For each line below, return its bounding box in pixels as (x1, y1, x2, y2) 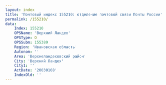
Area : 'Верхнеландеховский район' (14, 53, 86, 59)
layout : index (5, 7, 35, 12)
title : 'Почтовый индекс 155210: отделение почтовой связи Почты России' (5, 12, 163, 17)
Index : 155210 (14, 26, 44, 31)
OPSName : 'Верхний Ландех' (14, 30, 71, 35)
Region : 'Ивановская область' (14, 44, 78, 49)
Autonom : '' (14, 49, 39, 54)
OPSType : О (14, 35, 37, 40)
